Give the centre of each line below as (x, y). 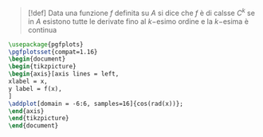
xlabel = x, (28, 82)
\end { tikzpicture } (39, 119)
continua (42, 29)
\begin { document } (37, 59)
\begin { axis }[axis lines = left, (64, 74)
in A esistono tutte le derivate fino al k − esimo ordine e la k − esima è (138, 21)
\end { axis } (26, 111)
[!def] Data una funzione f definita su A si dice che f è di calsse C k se (141, 12)
